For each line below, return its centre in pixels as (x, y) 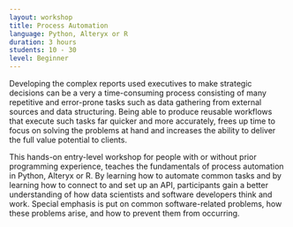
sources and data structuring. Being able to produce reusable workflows (141, 112)
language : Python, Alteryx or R (68, 34)
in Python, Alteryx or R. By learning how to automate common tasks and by (146, 176)
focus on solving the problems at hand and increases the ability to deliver (143, 130)
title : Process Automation (59, 26)
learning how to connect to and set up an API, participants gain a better (139, 185)
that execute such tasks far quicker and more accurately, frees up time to (143, 121)
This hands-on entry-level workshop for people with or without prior (133, 157)
